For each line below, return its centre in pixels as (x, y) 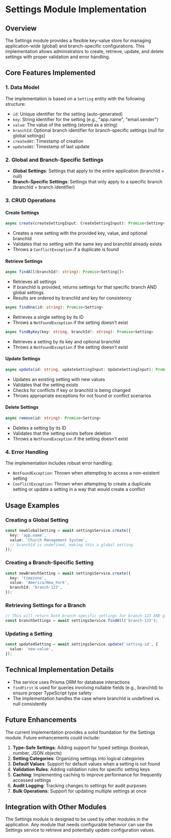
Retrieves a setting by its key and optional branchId (66, 341)
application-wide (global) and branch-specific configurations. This (75, 46)
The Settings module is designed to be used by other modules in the (77, 819)
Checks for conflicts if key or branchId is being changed (72, 390)
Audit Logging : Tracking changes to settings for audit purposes (79, 785)
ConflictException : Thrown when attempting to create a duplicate (82, 484)
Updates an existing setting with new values (59, 379)
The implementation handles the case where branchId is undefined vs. (87, 698)
